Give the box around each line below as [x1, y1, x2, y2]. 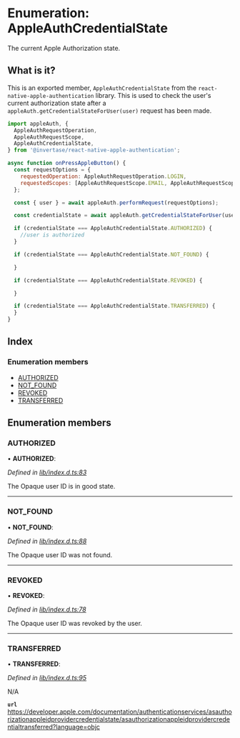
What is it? [7, 64, 56, 76]
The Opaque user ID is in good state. [7, 482, 116, 491]
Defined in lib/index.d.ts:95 [7, 674, 87, 682]
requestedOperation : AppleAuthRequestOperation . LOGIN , [20, 173, 187, 180]
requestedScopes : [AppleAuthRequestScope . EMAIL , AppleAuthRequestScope [20, 179, 238, 186]
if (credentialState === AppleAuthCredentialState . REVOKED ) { [14, 276, 203, 284]
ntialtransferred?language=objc [7, 723, 101, 732]
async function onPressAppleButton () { [7, 159, 126, 167]
